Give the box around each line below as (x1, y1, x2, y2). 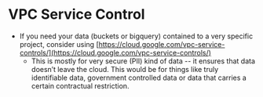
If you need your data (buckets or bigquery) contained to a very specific (19, 31, 254, 41)
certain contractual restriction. (31, 81, 130, 91)
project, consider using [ (19, 39, 100, 48)
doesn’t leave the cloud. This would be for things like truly (31, 64, 219, 74)
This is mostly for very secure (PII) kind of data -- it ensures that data (31, 56, 256, 66)
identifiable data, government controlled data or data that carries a (31, 73, 247, 82)
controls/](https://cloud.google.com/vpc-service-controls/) (19, 48, 212, 57)
